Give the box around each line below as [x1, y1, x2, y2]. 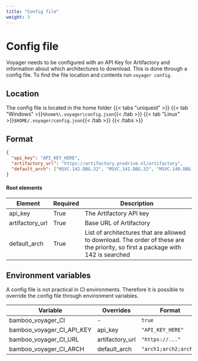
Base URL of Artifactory [84, 219, 150, 227]
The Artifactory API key [84, 209, 149, 217]
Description [120, 199, 154, 207]
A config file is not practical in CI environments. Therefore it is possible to [6, 286, 184, 293]
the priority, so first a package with [84, 243, 181, 251]
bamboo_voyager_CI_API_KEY [9, 326, 92, 334]
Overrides [102, 306, 131, 314]
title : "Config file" [6, 8, 60, 15]
